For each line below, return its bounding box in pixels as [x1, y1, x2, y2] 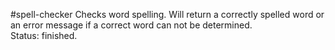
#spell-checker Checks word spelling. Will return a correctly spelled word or [10, 9, 325, 20]
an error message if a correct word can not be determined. [10, 19, 253, 31]
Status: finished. [10, 30, 78, 41]
